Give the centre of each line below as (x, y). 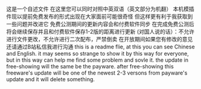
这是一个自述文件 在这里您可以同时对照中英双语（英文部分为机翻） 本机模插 (100, 9)
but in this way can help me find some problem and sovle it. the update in (97, 60)
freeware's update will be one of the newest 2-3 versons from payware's (97, 73)
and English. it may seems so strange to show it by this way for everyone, (97, 54)
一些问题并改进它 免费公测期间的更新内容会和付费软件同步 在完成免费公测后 (100, 24)
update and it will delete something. (51, 79)
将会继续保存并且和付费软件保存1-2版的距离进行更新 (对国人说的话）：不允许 (101, 31)
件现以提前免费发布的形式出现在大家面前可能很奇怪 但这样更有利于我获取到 (100, 16)
